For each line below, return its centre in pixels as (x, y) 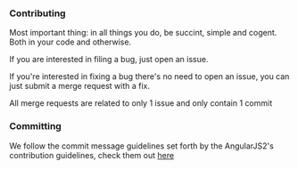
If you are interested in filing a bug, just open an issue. (109, 60)
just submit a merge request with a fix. (79, 86)
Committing (36, 126)
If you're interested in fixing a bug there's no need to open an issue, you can (149, 76)
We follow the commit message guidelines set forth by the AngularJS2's (141, 146)
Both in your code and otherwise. (70, 42)
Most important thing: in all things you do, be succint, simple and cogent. (143, 33)
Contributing (37, 13)
